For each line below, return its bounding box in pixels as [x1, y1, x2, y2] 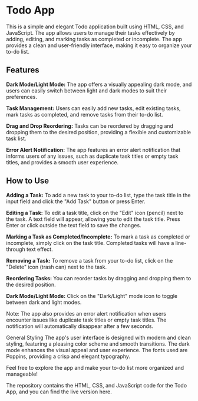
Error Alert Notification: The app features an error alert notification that [6, 146, 181, 153]
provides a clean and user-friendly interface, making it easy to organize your [6, 42, 192, 49]
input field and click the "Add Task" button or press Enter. [6, 198, 146, 205]
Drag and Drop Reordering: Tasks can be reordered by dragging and [6, 122, 174, 130]
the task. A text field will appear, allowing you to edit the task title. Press [6, 216, 181, 223]
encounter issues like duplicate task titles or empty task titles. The [6, 316, 167, 323]
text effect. [26, 246, 53, 253]
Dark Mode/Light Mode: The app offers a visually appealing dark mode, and [6, 81, 192, 88]
